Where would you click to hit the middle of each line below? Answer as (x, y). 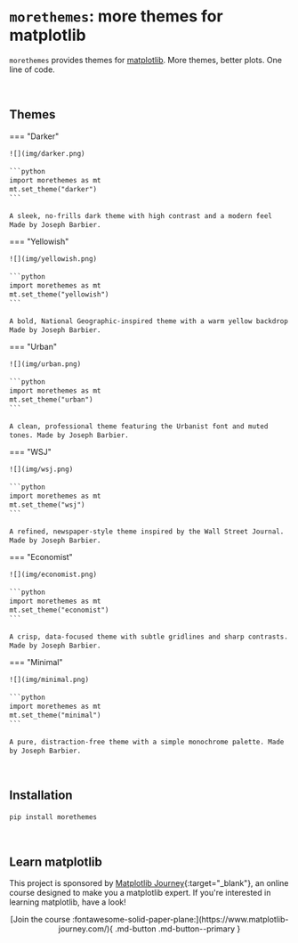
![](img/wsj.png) (41, 469)
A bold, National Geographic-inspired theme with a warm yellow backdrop (149, 321)
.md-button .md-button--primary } (178, 929)
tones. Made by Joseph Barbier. (69, 435)
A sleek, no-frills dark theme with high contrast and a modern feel (141, 215)
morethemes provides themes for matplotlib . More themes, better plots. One (146, 60)
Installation (41, 796)
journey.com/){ (86, 929)
